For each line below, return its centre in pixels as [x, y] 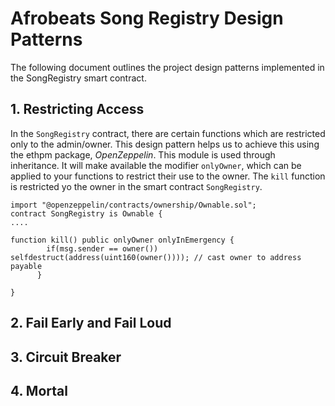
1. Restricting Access [77, 109]
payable [26, 266]
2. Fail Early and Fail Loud [91, 323]
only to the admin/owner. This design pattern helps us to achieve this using [165, 144]
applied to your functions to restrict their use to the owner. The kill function [168, 176]
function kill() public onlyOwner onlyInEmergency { [122, 240]
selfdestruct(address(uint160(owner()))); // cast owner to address [156, 257]
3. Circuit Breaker [66, 357]
